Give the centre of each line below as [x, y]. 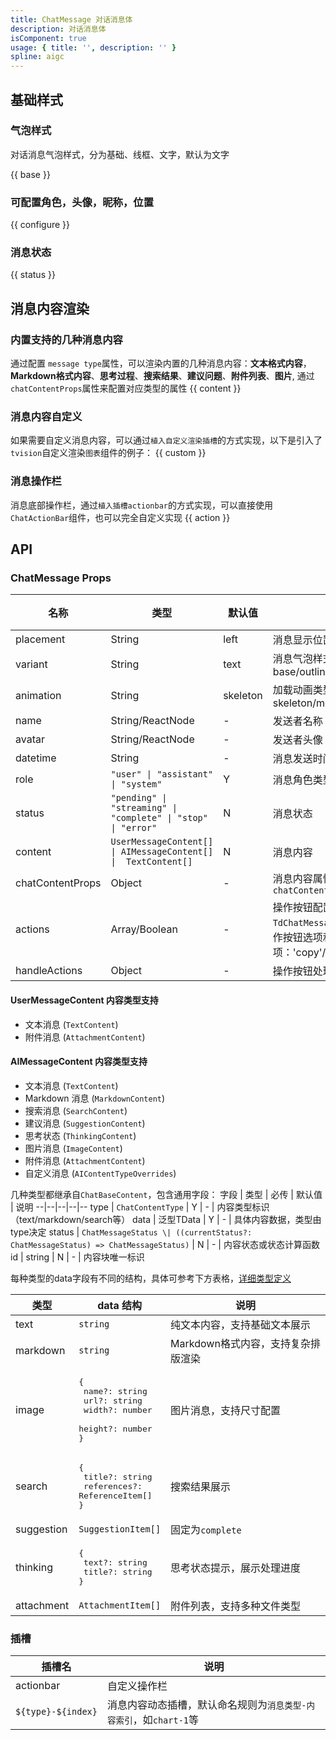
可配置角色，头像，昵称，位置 [82, 202]
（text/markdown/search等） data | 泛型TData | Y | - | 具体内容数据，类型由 [166, 1219]
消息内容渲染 [50, 308]
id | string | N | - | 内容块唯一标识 [77, 1257]
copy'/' [312, 953]
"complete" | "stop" [159, 818]
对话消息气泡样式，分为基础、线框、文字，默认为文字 [120, 154]
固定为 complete [206, 1529]
